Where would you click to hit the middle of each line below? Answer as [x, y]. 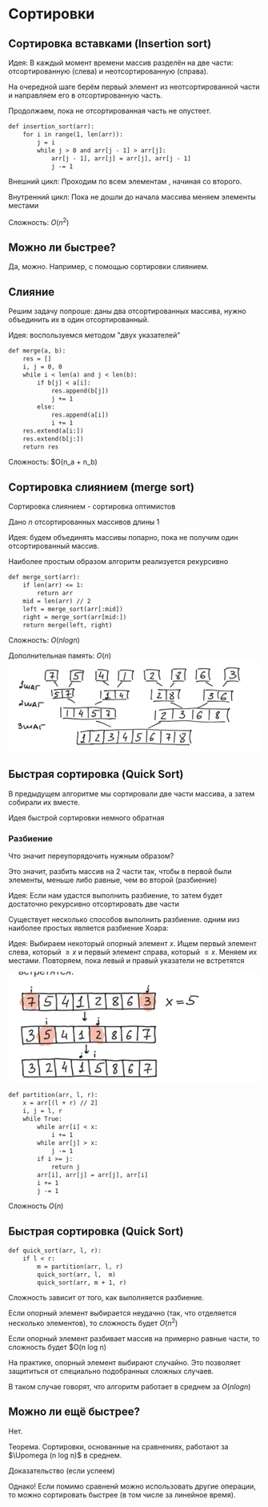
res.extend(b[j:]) [53, 439]
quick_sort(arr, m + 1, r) [82, 1283]
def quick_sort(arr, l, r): [55, 1251]
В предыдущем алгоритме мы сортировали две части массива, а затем [132, 793]
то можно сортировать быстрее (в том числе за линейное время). [122, 1494]
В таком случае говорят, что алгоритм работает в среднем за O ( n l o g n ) [130, 1386]
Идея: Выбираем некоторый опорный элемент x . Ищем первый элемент [133, 943]
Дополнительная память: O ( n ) [60, 656]
